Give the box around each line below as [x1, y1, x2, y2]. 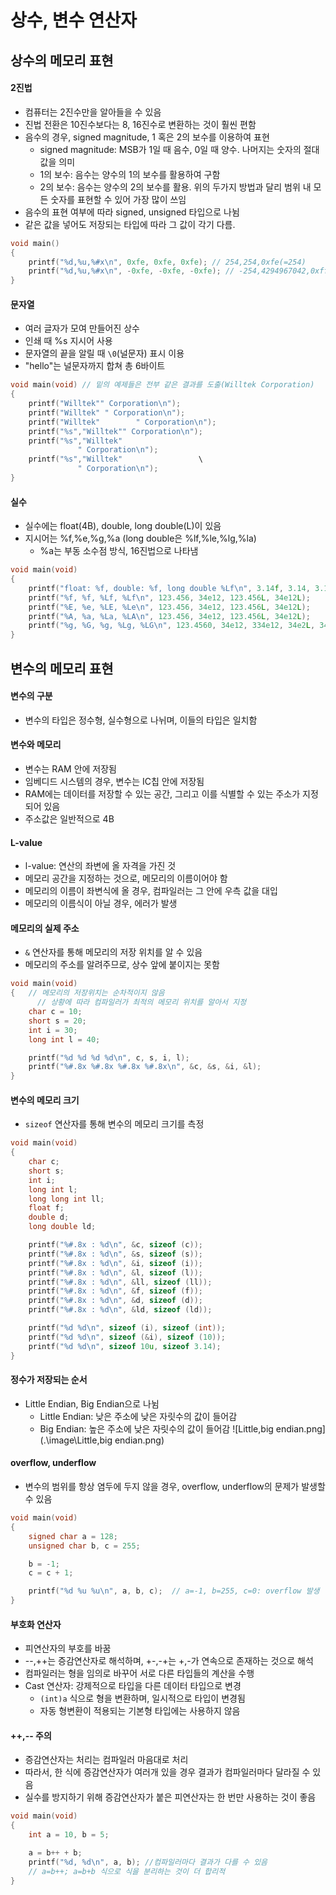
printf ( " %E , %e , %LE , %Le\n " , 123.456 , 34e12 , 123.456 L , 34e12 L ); [28, 602, 311, 612]
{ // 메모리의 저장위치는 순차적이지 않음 [10, 988, 165, 998]
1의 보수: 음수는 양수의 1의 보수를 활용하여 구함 [39, 168, 221, 180]
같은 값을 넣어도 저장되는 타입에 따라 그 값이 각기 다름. [24, 218, 236, 230]
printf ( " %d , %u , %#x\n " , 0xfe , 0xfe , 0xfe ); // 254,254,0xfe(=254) [28, 257, 307, 267]
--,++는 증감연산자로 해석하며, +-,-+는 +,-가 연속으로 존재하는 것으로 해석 [24, 1655, 314, 1667]
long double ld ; [28, 1222, 97, 1232]
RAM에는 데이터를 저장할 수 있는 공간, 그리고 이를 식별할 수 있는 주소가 [24, 787, 301, 800]
